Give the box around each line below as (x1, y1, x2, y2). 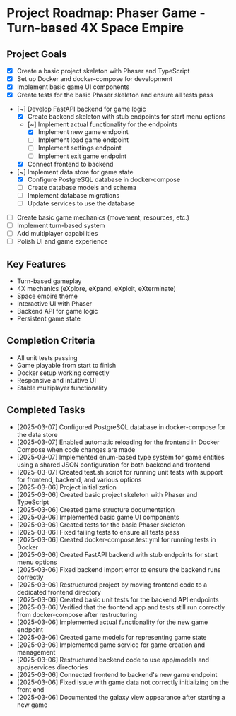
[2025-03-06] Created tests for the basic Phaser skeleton (16, 520, 186, 529)
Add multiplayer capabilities (16, 229, 98, 237)
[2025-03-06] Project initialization (16, 482, 117, 491)
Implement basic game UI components (16, 83, 130, 91)
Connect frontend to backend (27, 160, 114, 168)
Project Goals (6, 48, 68, 60)
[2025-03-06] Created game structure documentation (16, 505, 175, 513)
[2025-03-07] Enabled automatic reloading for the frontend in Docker (16, 438, 220, 446)
